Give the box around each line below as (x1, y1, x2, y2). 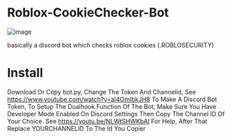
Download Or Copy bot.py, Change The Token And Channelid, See (7, 87, 196, 96)
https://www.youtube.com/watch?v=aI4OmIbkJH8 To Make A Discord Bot (7, 95, 217, 103)
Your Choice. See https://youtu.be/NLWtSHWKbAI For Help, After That (7, 117, 208, 125)
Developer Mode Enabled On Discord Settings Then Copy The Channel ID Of (7, 109, 225, 118)
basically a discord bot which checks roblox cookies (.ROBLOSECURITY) (7, 41, 214, 49)
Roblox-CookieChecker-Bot (7, 5, 169, 21)
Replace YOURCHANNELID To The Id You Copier (7, 124, 146, 132)
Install (7, 65, 43, 81)
